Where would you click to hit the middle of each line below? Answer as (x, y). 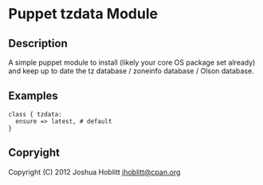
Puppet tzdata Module (83, 14)
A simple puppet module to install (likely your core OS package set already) (132, 62)
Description (38, 43)
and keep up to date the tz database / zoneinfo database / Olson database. (131, 71)
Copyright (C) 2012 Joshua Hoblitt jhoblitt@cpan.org (94, 171)
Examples (33, 96)
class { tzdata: (35, 114)
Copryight (34, 153)
